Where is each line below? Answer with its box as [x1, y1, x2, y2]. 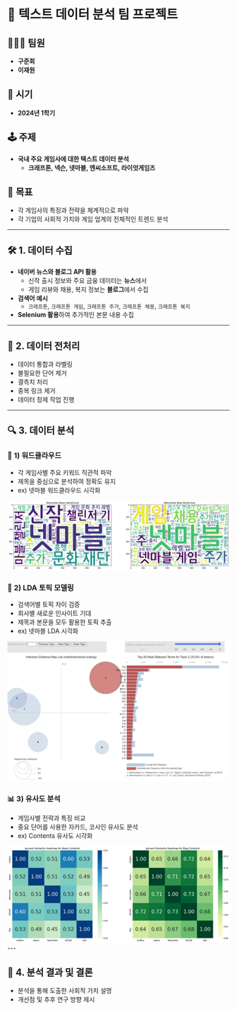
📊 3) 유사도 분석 [7, 794, 61, 804]
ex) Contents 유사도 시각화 [17, 831, 93, 839]
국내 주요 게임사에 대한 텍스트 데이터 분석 [17, 154, 129, 163]
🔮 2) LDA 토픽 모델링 [7, 583, 74, 592]
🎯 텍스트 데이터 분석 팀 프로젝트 [7, 6, 178, 23]
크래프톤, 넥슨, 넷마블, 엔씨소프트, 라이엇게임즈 [28, 163, 156, 172]
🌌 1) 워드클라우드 [7, 451, 62, 461]
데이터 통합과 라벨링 [17, 360, 73, 369]
